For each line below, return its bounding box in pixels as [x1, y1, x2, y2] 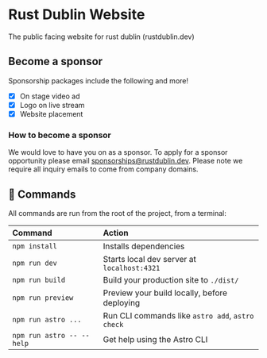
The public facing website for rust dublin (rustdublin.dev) [8, 32, 195, 41]
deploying [103, 298, 141, 309]
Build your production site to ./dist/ [103, 275, 239, 286]
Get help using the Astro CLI [103, 334, 208, 345]
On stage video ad [19, 91, 81, 101]
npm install [12, 242, 58, 251]
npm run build [12, 275, 66, 285]
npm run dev [12, 259, 58, 268]
